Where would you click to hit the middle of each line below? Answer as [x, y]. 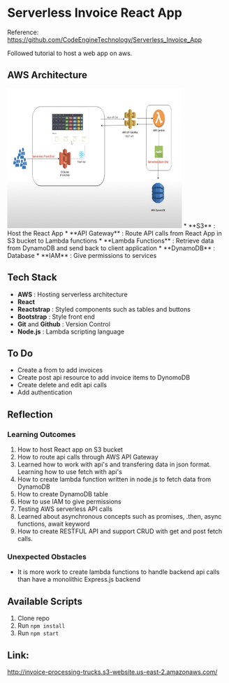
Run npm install [41, 626]
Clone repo [34, 618]
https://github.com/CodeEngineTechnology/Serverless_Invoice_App [105, 39]
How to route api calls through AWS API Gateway [88, 457]
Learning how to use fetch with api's [69, 472]
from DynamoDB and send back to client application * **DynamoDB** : [111, 248]
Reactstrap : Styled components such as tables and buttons [104, 309]
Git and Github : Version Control [64, 324]
